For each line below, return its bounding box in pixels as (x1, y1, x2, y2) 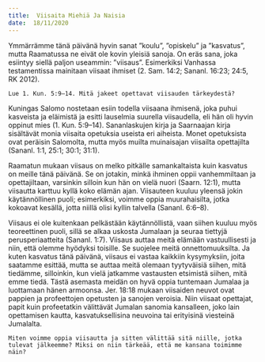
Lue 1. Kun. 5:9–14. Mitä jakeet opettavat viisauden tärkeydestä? (8, 89, 236, 97)
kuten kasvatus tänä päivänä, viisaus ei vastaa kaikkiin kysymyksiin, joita (8, 251, 245, 261)
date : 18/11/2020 (8, 19, 69, 27)
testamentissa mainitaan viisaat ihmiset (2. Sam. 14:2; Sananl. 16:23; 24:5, (8, 66, 249, 75)
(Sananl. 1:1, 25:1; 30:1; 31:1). (8, 145, 100, 155)
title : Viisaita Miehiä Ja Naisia (8, 11, 126, 20)
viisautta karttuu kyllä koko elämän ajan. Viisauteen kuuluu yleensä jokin (8, 186, 243, 195)
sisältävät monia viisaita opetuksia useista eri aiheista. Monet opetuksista (8, 128, 247, 138)
